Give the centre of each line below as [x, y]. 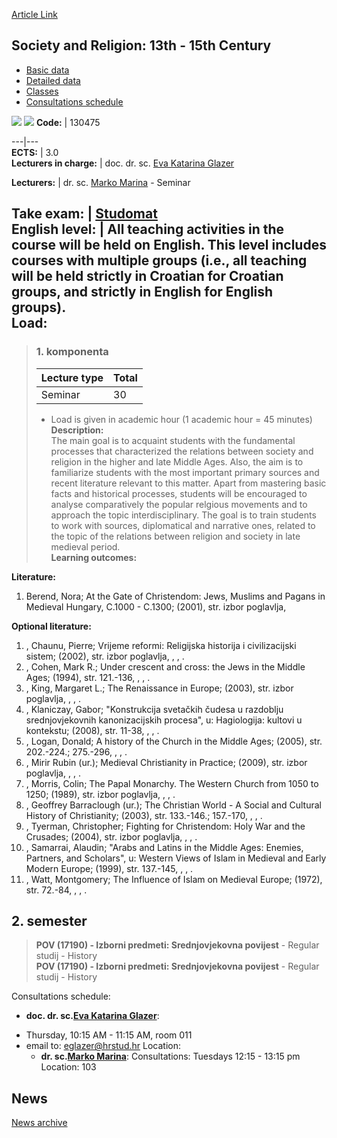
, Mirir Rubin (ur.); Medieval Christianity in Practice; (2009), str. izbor [166, 762]
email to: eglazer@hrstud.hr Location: [103, 1046]
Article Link [34, 14]
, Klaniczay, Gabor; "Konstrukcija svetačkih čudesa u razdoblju [154, 709]
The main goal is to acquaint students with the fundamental [173, 440]
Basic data [47, 70]
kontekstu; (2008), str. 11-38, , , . [92, 730]
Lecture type [72, 377]
